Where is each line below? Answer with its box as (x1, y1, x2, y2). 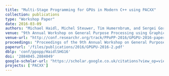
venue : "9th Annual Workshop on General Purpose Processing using (5, 30, 147, 35)
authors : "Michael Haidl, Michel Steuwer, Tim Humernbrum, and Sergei (5, 26, 156, 31)
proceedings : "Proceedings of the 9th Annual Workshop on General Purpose (5, 40, 165, 45)
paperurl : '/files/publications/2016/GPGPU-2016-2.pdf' (5, 44, 125, 49)
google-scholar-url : (5, 58, 49, 63)
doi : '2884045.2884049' (5, 53, 55, 59)
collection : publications (5, 12, 59, 17)
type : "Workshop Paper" (5, 16, 55, 21)
